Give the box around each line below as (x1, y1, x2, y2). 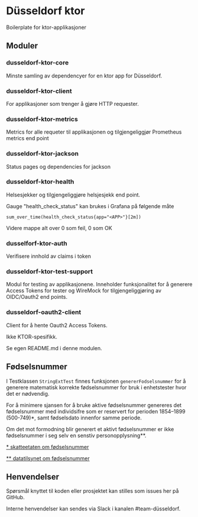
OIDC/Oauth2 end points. (6, 293, 68, 300)
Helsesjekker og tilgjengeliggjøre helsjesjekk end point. (6, 191, 141, 198)
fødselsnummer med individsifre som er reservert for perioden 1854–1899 (6, 408, 186, 415)
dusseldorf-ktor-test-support (6, 267, 93, 276)
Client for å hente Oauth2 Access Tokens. (6, 321, 108, 329)
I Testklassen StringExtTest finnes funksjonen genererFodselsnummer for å (6, 377, 186, 384)
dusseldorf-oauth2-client (6, 308, 82, 316)
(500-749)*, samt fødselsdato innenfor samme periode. (6, 414, 142, 421)
